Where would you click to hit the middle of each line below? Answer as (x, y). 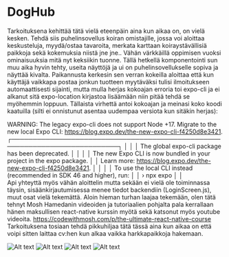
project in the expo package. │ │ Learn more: (71, 160)
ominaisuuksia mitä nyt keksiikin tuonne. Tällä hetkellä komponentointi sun (112, 60)
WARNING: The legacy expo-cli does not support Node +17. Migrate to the (112, 124)
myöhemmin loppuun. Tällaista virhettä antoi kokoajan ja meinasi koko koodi (115, 103)
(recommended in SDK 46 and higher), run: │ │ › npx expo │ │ (95, 175)
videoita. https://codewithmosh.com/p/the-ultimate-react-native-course (109, 219)
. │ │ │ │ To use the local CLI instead (141, 168)
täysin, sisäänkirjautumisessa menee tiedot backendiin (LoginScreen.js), (109, 190)
